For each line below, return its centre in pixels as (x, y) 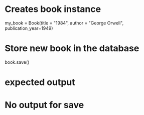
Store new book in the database (72, 49)
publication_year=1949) (29, 28)
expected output (40, 82)
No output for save (44, 105)
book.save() (17, 62)
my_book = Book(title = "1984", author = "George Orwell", (64, 23)
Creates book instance (53, 9)
